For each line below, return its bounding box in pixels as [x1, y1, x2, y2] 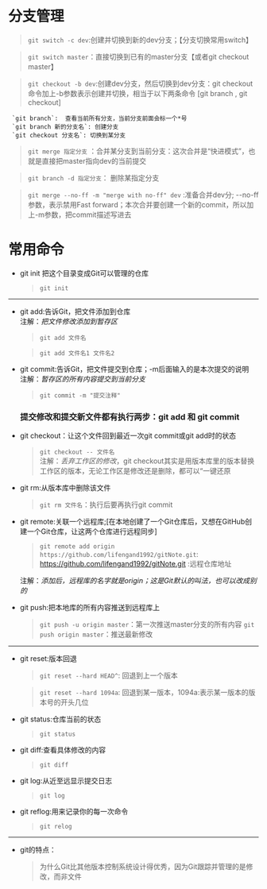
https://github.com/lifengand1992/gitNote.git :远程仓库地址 [39, 559, 232, 569]
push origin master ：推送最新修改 [39, 629, 153, 640]
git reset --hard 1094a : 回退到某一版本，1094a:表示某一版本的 [39, 688, 249, 698]
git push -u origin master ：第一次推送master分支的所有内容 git [39, 620, 255, 629]
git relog [39, 823, 73, 831]
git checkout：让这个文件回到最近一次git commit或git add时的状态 [19, 431, 237, 441]
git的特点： [19, 845, 57, 855]
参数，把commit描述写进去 [44, 210, 132, 219]
